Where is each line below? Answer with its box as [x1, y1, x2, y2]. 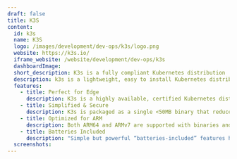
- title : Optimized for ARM [20, 115, 102, 122]
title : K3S [7, 17, 39, 24]
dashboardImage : [13, 63, 61, 70]
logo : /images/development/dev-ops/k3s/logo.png [13, 43, 159, 50]
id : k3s [13, 30, 37, 37]
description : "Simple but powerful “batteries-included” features [25, 134, 226, 141]
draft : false [7, 10, 46, 18]
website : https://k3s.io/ [13, 50, 90, 57]
